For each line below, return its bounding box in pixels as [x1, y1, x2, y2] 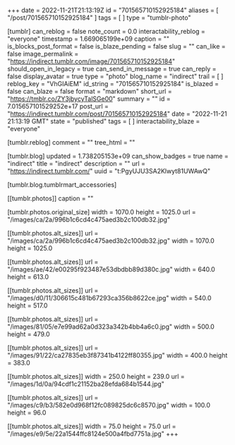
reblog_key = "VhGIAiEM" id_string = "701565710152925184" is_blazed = [7, 80, 219, 87]
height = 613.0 [7, 273, 49, 281]
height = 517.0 [7, 301, 48, 310]
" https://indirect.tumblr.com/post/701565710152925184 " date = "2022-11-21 [7, 109, 227, 118]
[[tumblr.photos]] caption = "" [7, 194, 94, 202]
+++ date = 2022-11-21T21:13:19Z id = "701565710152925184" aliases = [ [7, 6, 219, 14]
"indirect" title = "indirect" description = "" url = [7, 159, 146, 168]
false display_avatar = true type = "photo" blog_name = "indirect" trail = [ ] [7, 72, 224, 80]
